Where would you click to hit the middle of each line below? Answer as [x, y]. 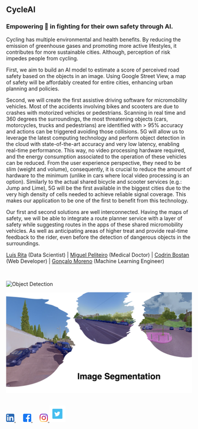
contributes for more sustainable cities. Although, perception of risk [88, 52]
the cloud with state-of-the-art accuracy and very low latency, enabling [93, 144]
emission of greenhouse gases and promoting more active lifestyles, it [91, 45]
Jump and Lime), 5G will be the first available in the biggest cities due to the [98, 188]
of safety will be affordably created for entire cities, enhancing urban [90, 82]
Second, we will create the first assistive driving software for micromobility [97, 100]
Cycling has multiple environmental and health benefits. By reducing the [93, 39]
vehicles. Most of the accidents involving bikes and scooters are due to [93, 106]
